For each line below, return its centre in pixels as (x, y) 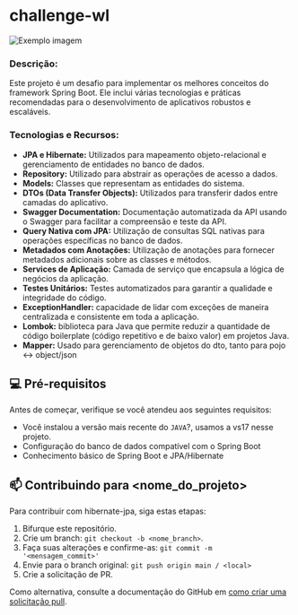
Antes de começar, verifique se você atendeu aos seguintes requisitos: (140, 410)
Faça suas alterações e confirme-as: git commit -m (117, 548)
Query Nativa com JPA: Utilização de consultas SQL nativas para (143, 230)
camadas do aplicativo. (65, 202)
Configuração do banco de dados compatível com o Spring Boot (141, 446)
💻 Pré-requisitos (58, 383)
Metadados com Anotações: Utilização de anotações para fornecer (149, 250)
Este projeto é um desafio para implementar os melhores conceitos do (139, 83)
